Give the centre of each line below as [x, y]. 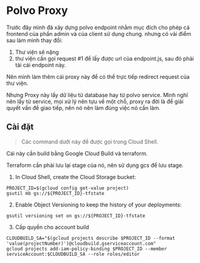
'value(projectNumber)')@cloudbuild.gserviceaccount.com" [81, 244]
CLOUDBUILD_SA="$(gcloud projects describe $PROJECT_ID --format [91, 238]
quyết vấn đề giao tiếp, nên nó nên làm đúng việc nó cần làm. [84, 108]
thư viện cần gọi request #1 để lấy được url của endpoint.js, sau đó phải [105, 58]
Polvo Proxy [37, 11]
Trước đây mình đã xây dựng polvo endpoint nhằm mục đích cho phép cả [98, 27]
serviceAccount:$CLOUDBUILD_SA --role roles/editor [73, 254]
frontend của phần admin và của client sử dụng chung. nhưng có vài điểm [99, 33]
